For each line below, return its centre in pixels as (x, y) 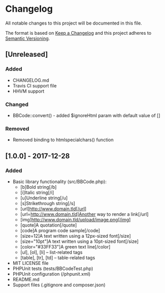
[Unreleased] (27, 54)
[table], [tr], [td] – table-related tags (58, 257)
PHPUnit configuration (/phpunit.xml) (51, 274)
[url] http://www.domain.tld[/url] (53, 209)
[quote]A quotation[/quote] (49, 225)
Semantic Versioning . (28, 38)
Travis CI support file (35, 85)
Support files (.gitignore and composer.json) (59, 285)
